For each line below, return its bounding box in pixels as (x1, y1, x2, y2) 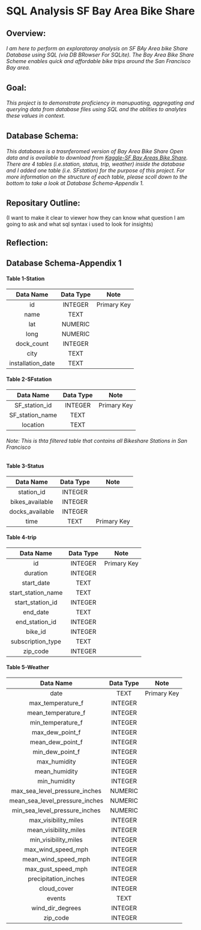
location (22, 421, 45, 429)
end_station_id (15, 618, 57, 626)
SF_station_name (9, 410, 57, 419)
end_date (23, 608, 49, 616)
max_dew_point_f (32, 728, 81, 737)
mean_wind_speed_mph (22, 855, 91, 863)
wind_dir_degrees (31, 904, 82, 913)
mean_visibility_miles (26, 826, 86, 834)
